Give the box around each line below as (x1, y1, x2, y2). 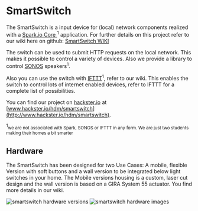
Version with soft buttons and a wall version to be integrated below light (6, 168, 181, 175)
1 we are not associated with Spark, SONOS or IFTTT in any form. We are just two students (6, 122, 189, 131)
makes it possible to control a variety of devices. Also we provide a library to (6, 55, 192, 62)
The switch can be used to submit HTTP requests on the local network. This (6, 48, 191, 56)
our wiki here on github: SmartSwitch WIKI (6, 37, 109, 44)
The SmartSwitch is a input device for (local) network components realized (6, 24, 189, 31)
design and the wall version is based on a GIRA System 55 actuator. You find (6, 180, 192, 187)
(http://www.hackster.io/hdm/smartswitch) (6, 111, 110, 118)
